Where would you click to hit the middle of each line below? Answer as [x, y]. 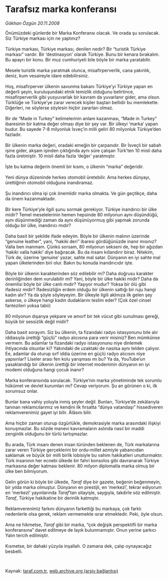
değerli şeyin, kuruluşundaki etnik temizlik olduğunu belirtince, [70, 92]
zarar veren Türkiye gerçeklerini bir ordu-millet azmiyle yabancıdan [74, 450]
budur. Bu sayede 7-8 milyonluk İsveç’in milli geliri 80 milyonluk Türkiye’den [83, 129]
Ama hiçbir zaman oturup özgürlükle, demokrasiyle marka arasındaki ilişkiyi [83, 423]
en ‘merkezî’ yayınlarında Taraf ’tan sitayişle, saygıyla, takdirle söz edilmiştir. [83, 492]
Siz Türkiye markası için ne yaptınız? [43, 38]
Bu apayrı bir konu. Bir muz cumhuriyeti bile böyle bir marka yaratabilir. [78, 59]
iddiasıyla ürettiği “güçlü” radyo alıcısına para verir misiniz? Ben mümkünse [83, 338]
